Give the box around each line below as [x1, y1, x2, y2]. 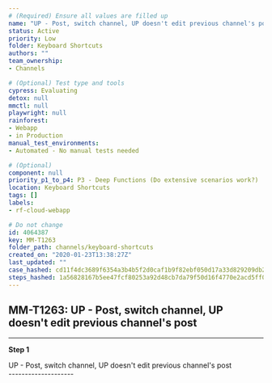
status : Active [8, 27, 60, 35]
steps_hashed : [8, 273, 57, 281]
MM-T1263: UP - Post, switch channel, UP [8, 304, 224, 318]
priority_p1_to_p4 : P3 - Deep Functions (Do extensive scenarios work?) [8, 176, 259, 184]
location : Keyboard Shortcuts [8, 183, 111, 192]
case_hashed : [8, 266, 53, 274]
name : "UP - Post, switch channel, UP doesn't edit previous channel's [8, 19, 255, 27]
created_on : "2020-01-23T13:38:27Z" [8, 251, 132, 259]
